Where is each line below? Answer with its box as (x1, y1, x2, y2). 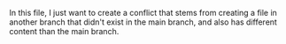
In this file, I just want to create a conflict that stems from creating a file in (9, 8, 277, 18)
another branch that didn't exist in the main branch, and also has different (9, 17, 277, 27)
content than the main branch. (9, 26, 120, 36)
